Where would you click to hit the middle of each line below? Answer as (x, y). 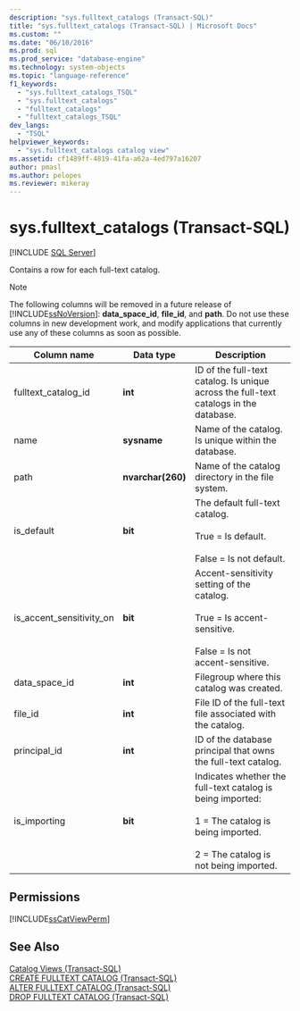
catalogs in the (226, 404)
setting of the (223, 584)
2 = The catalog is (233, 855)
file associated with (236, 714)
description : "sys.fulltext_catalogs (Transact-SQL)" (112, 17)
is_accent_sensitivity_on (64, 618)
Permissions (45, 897)
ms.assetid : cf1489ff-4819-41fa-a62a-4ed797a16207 (105, 159)
